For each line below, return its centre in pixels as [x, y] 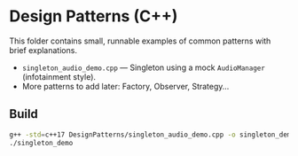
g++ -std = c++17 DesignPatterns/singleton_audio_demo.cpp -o [123, 135]
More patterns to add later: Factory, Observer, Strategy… [125, 86]
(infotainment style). [59, 76]
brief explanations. [43, 50]
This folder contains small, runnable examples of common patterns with [140, 41]
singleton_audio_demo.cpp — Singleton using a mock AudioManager [144, 67]
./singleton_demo [41, 143]
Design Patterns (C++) [94, 16]
